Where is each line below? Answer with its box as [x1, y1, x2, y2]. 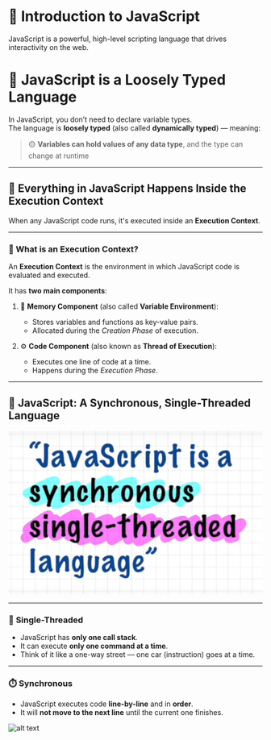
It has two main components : [8, 285, 107, 295]
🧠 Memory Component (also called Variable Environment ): [19, 301, 219, 311]
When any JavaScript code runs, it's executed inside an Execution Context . [8, 215, 261, 225]
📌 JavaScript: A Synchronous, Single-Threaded [8, 397, 252, 410]
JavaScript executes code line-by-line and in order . [19, 699, 194, 709]
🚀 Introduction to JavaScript [8, 7, 200, 26]
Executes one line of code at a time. [31, 356, 152, 366]
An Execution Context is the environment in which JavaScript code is [8, 261, 240, 271]
